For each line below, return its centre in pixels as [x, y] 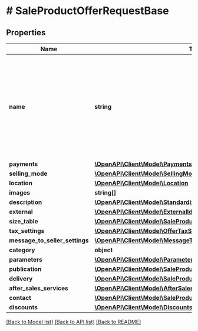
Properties [26, 33]
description [26, 202]
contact [20, 298]
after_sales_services [39, 288]
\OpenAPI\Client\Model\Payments [143, 164]
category [22, 250]
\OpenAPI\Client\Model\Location [141, 183]
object [103, 250]
